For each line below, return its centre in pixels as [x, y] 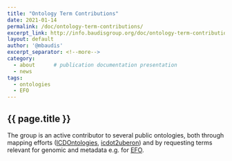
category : [21, 59]
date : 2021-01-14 [32, 20]
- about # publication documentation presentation [95, 65]
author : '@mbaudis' [35, 46]
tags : [15, 78]
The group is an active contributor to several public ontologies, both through [116, 135]
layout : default [30, 39]
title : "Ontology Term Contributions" [63, 13]
